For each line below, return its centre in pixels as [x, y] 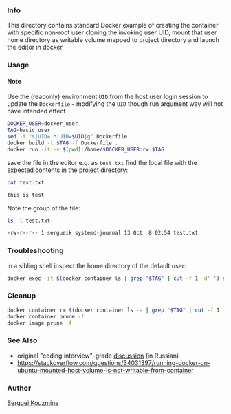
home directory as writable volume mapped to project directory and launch [113, 40]
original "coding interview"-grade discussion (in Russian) [98, 356]
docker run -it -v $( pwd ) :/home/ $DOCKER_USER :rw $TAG [86, 149]
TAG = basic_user [29, 130]
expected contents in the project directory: [68, 170]
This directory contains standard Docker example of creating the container [113, 25]
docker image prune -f [40, 323]
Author [19, 388]
